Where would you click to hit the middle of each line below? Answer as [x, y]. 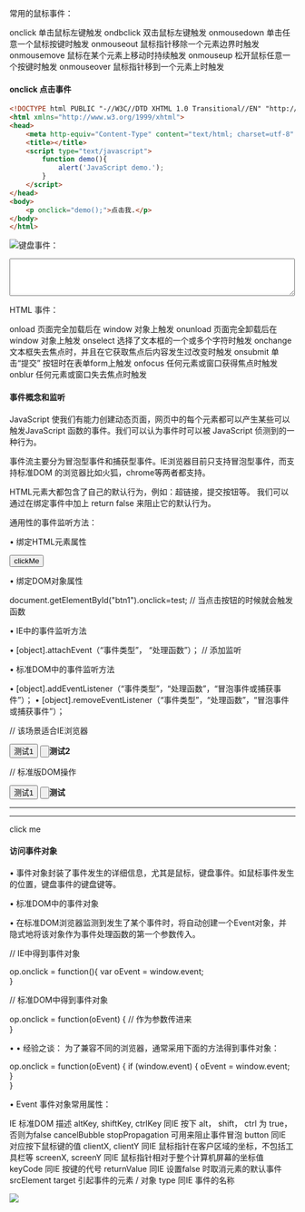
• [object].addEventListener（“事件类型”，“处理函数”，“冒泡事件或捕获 [142, 689]
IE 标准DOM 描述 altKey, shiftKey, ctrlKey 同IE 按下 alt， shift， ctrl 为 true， [151, 1123]
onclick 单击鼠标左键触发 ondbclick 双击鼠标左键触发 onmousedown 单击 [146, 33]
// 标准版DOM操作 [43, 772]
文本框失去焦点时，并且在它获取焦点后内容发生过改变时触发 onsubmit [139, 352]
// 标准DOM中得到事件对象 [59, 1000]
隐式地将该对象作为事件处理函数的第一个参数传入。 [105, 933]
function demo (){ [74, 160]
